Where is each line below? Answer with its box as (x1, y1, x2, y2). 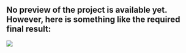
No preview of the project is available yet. (6, 5, 168, 15)
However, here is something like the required (6, 15, 180, 25)
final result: (6, 24, 51, 34)
